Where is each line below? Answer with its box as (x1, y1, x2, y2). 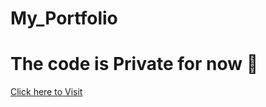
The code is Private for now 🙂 (10, 53, 259, 76)
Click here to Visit (10, 86, 83, 98)
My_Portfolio (10, 7, 118, 30)
